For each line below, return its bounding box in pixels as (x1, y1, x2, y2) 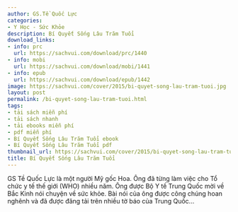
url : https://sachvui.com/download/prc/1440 (13, 50, 147, 57)
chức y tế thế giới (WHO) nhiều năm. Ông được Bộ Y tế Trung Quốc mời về (7, 182, 225, 190)
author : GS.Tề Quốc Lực (7, 10, 78, 18)
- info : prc (7, 43, 42, 50)
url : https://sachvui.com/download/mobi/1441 (13, 63, 151, 70)
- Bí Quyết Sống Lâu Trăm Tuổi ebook (7, 135, 119, 142)
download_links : (7, 37, 55, 44)
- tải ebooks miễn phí (7, 122, 74, 129)
